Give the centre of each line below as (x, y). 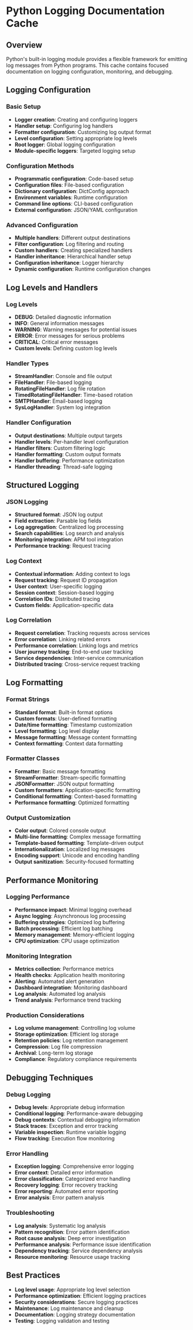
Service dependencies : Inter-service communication (79, 658)
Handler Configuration (39, 423)
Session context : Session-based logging (64, 592)
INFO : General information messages (59, 323)
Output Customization (38, 817)
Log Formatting (35, 683)
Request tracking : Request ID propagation (66, 580)
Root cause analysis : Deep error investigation (70, 1238)
